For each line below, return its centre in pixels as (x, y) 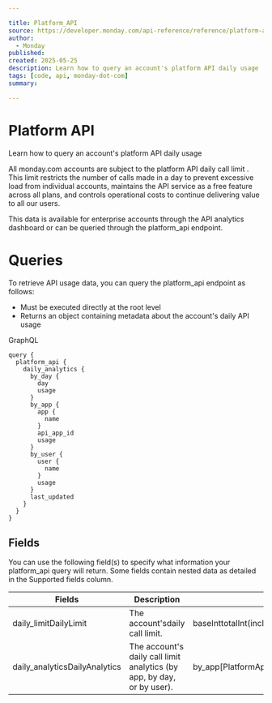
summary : (23, 83)
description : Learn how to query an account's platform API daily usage (134, 69)
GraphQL (23, 340)
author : (21, 38)
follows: (21, 291)
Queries (36, 260)
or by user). (151, 688)
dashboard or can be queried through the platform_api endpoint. (116, 227)
